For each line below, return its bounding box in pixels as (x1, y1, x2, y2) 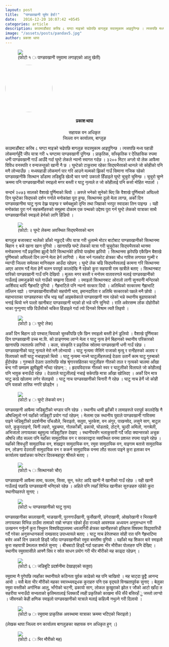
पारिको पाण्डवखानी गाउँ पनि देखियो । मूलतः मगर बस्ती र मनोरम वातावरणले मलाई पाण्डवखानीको (5, 271, 155, 277)
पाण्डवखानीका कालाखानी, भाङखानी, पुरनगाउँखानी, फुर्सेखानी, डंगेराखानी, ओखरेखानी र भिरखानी (5, 514, 157, 520)
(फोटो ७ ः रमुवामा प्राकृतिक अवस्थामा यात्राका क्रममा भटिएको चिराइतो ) (18, 611, 132, 617)
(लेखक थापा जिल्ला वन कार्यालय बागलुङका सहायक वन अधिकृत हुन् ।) (5, 621, 118, 627)
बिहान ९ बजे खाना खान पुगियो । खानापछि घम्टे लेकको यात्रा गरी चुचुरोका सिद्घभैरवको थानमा (5, 243, 151, 249)
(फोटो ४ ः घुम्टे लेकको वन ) (18, 397, 64, 403)
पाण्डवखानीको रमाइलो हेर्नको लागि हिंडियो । (5, 212, 74, 218)
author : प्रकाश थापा (5, 36, 39, 41)
